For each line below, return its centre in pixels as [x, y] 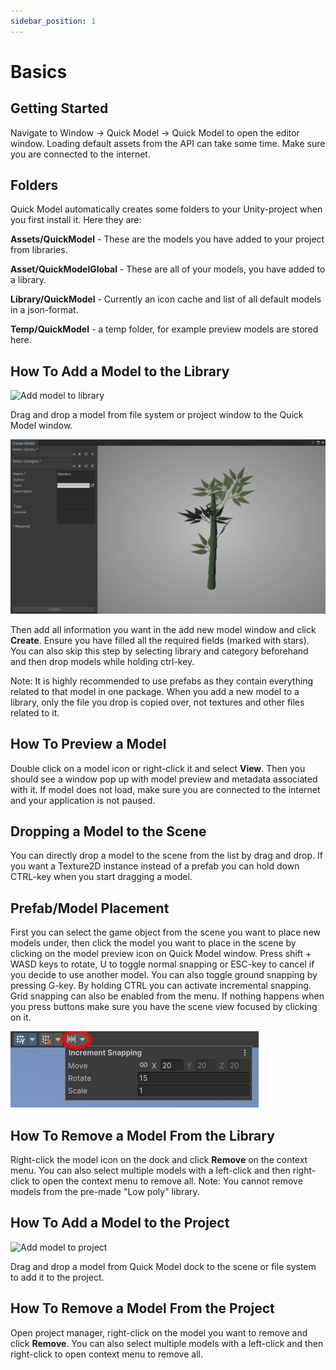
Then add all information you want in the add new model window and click [163, 629]
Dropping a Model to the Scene [108, 831]
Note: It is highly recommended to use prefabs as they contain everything [162, 681]
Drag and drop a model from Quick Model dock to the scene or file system [163, 1266]
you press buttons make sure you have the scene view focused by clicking [164, 1007]
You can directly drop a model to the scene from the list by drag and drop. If [166, 856]
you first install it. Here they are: [76, 220]
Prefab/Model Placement [90, 908]
